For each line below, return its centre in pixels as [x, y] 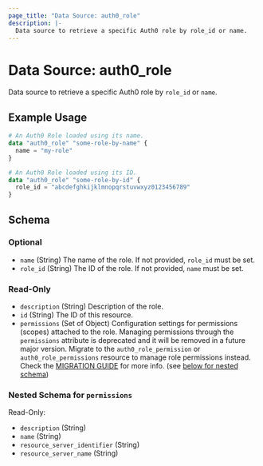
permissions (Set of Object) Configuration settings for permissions [129, 324]
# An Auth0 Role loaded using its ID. [73, 173]
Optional [25, 242]
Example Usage [48, 117]
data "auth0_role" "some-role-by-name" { [78, 143]
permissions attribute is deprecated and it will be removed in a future [132, 341]
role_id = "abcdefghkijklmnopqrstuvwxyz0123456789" [103, 187]
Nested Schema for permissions [71, 395]
